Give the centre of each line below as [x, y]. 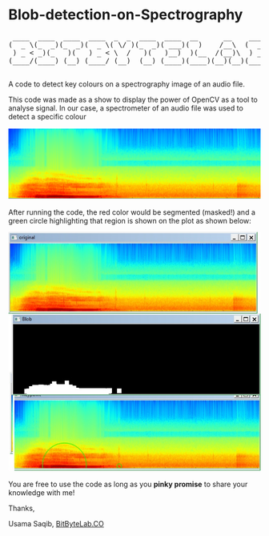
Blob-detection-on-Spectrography [126, 15]
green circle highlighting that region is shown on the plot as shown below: [130, 220]
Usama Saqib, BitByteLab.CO [56, 524]
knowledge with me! [42, 493]
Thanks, [22, 508]
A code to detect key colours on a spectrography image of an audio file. [127, 84]
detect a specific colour [47, 116]
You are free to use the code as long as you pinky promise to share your [128, 484]
